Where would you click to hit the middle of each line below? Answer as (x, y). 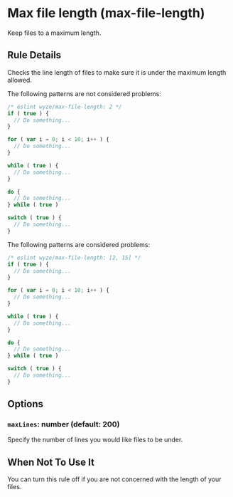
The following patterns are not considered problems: (84, 93)
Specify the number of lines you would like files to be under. (95, 440)
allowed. (20, 80)
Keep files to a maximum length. (54, 33)
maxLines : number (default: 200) (64, 424)
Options (26, 404)
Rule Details (34, 55)
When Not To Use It (51, 462)
